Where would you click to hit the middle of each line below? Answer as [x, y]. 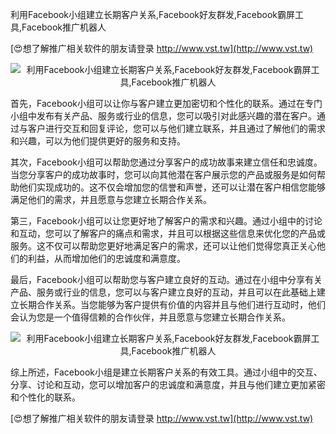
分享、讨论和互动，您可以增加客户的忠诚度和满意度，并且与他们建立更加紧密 [168, 384]
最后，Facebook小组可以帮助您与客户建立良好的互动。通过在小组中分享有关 [166, 279]
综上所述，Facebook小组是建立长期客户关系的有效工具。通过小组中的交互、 [166, 372]
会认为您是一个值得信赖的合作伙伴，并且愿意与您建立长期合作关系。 [150, 317]
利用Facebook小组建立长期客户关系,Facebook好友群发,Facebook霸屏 [153, 14]
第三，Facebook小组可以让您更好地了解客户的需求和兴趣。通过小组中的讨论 [166, 221]
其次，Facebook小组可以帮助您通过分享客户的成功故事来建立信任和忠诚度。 [166, 162]
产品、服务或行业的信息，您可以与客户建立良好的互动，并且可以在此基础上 [163, 292]
